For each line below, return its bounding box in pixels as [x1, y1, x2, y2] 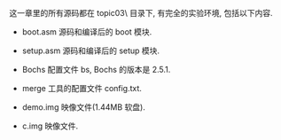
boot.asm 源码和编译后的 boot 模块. [21, 27, 152, 37]
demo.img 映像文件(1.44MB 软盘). [21, 102, 146, 113]
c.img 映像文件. [21, 121, 79, 131]
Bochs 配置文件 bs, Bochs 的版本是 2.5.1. [21, 65, 171, 74]
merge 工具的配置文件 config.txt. [21, 83, 142, 93]
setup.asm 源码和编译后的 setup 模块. [21, 45, 160, 56]
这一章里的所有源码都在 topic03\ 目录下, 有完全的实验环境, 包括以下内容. [9, 8, 273, 18]
